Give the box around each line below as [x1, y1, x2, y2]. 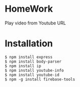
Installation [5, 38, 53, 49]
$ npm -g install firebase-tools [5, 77, 75, 82]
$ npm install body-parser [5, 59, 62, 64]
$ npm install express [5, 54, 53, 60]
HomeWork [5, 3, 53, 15]
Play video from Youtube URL [5, 20, 66, 26]
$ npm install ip [5, 63, 42, 69]
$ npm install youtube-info [5, 68, 64, 73]
